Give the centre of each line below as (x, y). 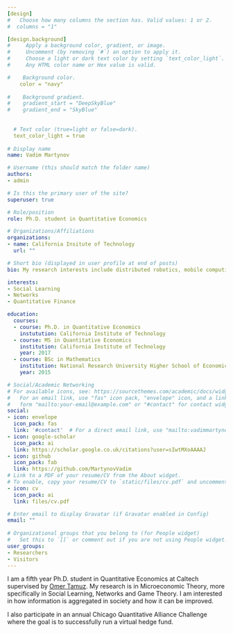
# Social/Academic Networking (51, 385)
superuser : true (31, 200)
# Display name (29, 149)
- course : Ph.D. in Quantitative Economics (77, 327)
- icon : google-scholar (42, 436)
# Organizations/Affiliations (51, 231)
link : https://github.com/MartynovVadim (72, 469)
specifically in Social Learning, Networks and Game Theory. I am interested (115, 594)
